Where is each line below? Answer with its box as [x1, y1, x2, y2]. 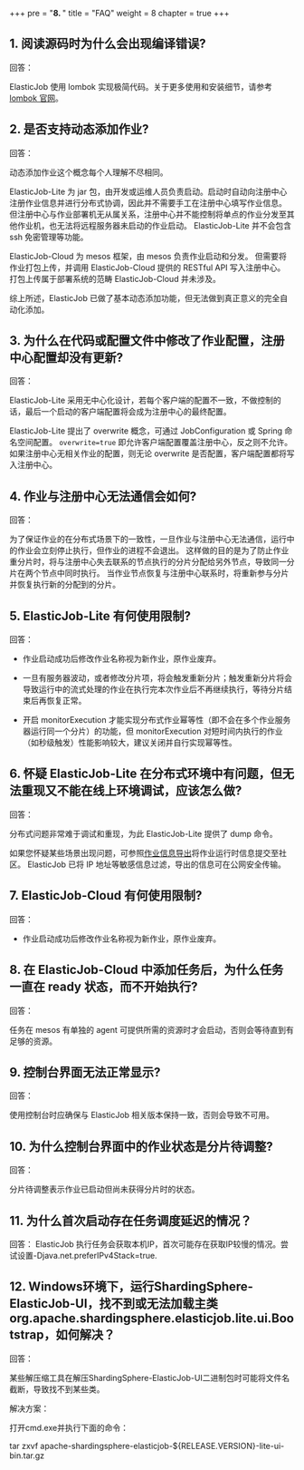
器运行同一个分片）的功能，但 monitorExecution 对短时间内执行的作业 [22, 725, 283, 737]
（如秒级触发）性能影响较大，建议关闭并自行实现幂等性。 [22, 737, 237, 748]
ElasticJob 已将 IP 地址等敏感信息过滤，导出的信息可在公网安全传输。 [26, 859, 287, 870]
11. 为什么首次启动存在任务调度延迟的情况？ [9, 1212, 252, 1228]
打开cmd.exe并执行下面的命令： [9, 1422, 129, 1433]
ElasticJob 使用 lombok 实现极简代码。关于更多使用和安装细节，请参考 [9, 81, 273, 92]
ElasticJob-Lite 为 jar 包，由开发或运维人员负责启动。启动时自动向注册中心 [9, 186, 288, 197]
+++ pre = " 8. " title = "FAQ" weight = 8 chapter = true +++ [9, 8, 230, 18]
